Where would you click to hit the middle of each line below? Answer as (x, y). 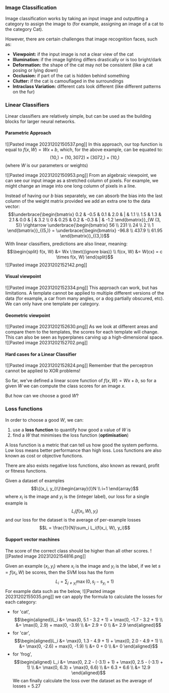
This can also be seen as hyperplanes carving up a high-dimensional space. (84, 337)
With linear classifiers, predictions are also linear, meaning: (66, 244)
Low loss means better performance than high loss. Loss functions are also (83, 450)
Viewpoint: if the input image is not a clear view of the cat (73, 54)
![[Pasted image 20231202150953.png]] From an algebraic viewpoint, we (81, 175)
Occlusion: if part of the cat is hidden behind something (71, 76)
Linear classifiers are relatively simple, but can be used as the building (78, 116)
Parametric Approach (28, 133)
